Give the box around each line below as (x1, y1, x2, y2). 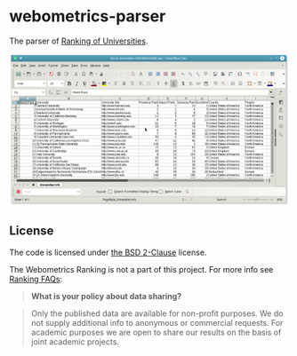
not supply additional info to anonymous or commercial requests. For (30, 317, 284, 328)
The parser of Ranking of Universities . (9, 36, 148, 46)
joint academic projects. (30, 336, 120, 347)
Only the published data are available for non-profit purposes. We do (30, 308, 284, 319)
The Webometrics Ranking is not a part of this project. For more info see (9, 264, 274, 274)
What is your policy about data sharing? (30, 290, 182, 301)
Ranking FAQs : (9, 273, 63, 284)
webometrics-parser (9, 6, 166, 27)
